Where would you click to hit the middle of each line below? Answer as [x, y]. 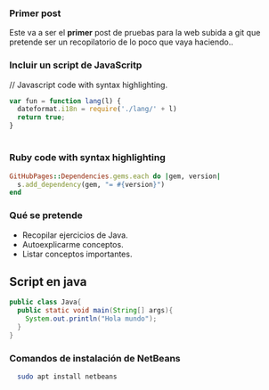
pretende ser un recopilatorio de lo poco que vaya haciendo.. [122, 42]
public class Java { [45, 302]
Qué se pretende [46, 215]
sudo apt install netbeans [67, 377]
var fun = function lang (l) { [65, 101]
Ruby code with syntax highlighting [88, 158]
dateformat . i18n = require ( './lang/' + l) [97, 110]
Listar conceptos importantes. [77, 254]
